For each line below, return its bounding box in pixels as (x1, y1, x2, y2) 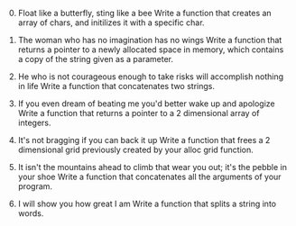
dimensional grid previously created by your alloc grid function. (17, 144, 254, 155)
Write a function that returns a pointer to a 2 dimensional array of (17, 108, 260, 118)
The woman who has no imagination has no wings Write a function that (17, 35, 282, 45)
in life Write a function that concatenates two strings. (17, 81, 215, 91)
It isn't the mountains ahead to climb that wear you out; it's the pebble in (17, 162, 287, 172)
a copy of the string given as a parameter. (17, 54, 174, 64)
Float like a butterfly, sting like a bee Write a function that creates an (17, 8, 273, 18)
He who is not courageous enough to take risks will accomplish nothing (17, 71, 284, 82)
